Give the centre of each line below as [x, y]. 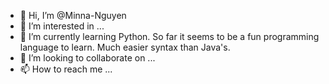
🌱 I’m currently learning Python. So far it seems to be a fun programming [169, 36]
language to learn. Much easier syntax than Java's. [125, 47]
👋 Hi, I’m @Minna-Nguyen [73, 15]
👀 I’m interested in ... [62, 26]
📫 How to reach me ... [66, 69]
